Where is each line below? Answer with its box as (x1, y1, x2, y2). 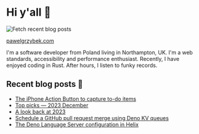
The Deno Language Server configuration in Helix (15, 121, 139, 128)
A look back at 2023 (15, 108, 66, 115)
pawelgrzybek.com (6, 37, 54, 44)
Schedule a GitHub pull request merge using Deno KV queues (15, 114, 169, 121)
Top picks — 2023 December (15, 101, 89, 109)
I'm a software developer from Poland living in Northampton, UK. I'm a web (6, 48, 193, 56)
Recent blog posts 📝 (6, 79, 83, 89)
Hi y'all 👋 (6, 5, 51, 19)
